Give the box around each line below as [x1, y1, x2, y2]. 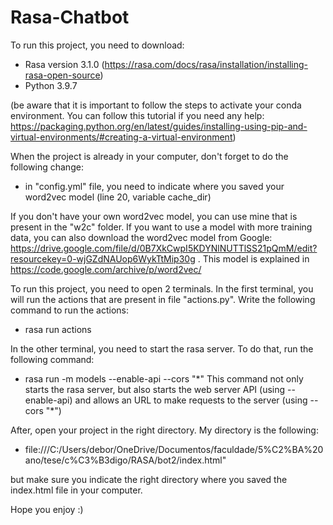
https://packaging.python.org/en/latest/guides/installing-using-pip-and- [10, 120, 308, 132]
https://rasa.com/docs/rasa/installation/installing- [104, 58, 308, 70]
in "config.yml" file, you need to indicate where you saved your [24, 180, 285, 192]
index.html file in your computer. [10, 484, 143, 496]
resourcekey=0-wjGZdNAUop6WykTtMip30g [10, 252, 196, 265]
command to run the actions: [10, 304, 129, 316]
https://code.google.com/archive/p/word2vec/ [10, 263, 202, 275]
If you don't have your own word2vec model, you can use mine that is [10, 210, 298, 222]
